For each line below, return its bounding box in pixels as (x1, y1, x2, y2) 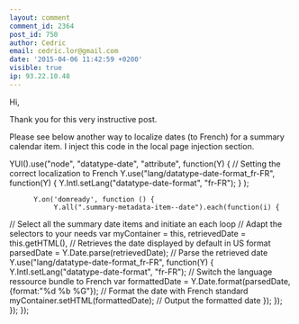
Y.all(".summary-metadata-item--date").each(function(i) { (53, 202, 280, 211)
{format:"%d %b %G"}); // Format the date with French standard (9, 285, 249, 296)
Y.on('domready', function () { (32, 194, 155, 203)
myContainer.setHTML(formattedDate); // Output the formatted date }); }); (9, 294, 283, 306)
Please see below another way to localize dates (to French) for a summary (9, 131, 285, 142)
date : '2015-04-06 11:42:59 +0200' (9, 55, 143, 64)
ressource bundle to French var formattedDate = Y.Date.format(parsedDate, (9, 275, 291, 286)
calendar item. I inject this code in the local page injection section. (9, 140, 255, 151)
